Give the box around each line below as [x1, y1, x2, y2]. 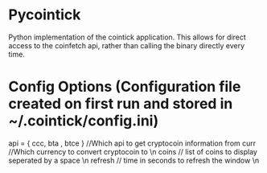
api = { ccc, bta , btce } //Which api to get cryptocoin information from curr [8, 138, 257, 148]
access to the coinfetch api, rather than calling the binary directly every [8, 40, 245, 50]
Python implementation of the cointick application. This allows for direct [8, 32, 247, 42]
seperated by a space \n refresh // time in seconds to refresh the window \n [8, 155, 260, 165]
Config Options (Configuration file [8, 78, 241, 96]
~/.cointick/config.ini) [8, 112, 159, 130]
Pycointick [8, 6, 81, 24]
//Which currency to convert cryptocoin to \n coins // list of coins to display [8, 146, 257, 156]
